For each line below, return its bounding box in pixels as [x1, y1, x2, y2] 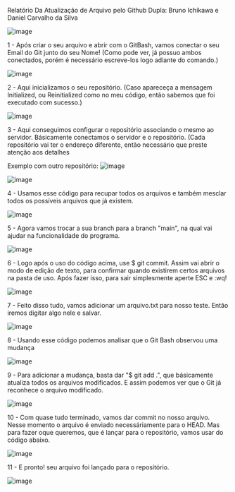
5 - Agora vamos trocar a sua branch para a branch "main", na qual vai [7, 224, 212, 232]
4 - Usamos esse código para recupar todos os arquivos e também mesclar [7, 189, 227, 197]
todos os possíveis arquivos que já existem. [7, 197, 134, 205]
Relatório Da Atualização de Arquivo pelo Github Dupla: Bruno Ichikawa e [7, 6, 220, 14]
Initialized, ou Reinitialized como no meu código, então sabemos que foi [7, 91, 216, 99]
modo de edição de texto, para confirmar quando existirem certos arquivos [7, 266, 225, 275]
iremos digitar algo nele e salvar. [7, 308, 102, 317]
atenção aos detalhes [7, 148, 70, 156]
